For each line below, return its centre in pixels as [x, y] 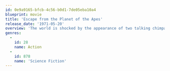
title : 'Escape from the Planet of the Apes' [54, 19]
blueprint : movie [24, 14]
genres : [13, 33]
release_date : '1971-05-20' [35, 24]
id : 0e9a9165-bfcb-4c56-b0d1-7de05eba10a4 [51, 10]
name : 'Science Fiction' [40, 61]
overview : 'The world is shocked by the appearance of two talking [78, 28]
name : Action [28, 47]
